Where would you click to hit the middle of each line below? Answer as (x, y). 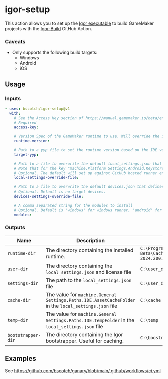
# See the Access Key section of (49, 118)
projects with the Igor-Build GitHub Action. (49, 28)
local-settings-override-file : (47, 178)
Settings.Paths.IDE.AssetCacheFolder (91, 300)
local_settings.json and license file (88, 272)
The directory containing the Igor (84, 334)
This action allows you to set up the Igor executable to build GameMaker (79, 23)
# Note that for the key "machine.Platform (60, 168)
